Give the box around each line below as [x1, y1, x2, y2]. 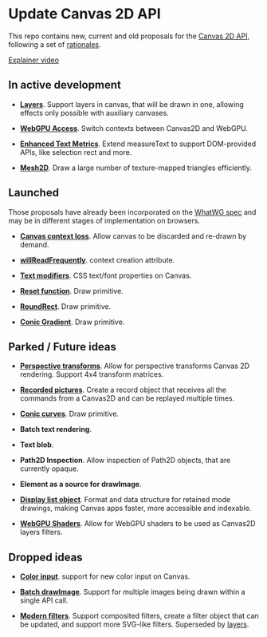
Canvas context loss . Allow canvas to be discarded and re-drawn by [19, 231, 247, 240]
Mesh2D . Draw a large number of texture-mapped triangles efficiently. [19, 163, 253, 172]
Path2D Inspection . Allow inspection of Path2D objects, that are [19, 456, 231, 465]
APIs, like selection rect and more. [19, 147, 132, 156]
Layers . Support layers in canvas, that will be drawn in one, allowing [19, 99, 245, 109]
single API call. [19, 595, 69, 605]
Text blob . [19, 440, 54, 449]
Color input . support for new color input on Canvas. [19, 572, 190, 581]
